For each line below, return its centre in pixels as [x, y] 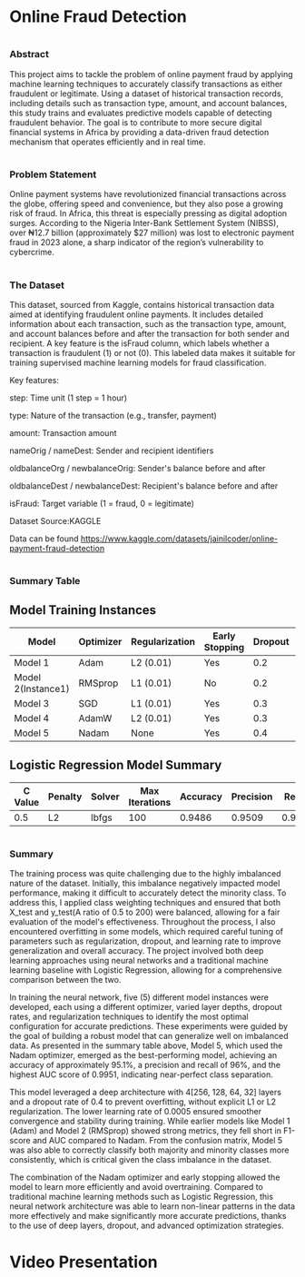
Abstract [30, 54]
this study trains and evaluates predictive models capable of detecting [141, 113]
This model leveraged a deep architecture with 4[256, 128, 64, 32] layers [145, 1093]
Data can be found [44, 539]
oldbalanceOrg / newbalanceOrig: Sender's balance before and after [138, 468]
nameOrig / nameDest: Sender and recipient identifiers [112, 450]
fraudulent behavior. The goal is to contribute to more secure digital [136, 122]
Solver [105, 797]
